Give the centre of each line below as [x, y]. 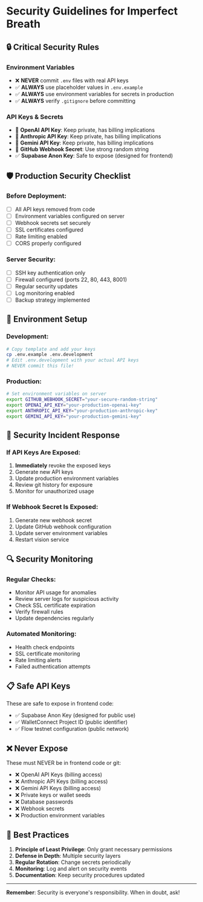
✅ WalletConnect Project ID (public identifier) [71, 722]
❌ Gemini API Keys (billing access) [58, 788]
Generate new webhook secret [53, 520]
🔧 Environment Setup [47, 320]
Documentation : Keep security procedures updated [80, 875]
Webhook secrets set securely [53, 222]
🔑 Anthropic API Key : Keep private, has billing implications [88, 137]
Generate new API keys [44, 472]
